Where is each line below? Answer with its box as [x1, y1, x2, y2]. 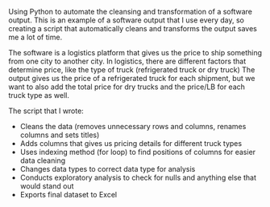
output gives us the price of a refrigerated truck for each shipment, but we [8, 74, 255, 83]
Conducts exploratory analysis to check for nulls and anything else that [19, 172, 256, 182]
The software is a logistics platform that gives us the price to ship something [8, 48, 263, 57]
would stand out [19, 181, 74, 191]
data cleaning [19, 156, 66, 165]
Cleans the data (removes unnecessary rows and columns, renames [19, 122, 247, 131]
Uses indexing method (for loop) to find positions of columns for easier [19, 148, 256, 156]
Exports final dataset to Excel [19, 190, 118, 199]
